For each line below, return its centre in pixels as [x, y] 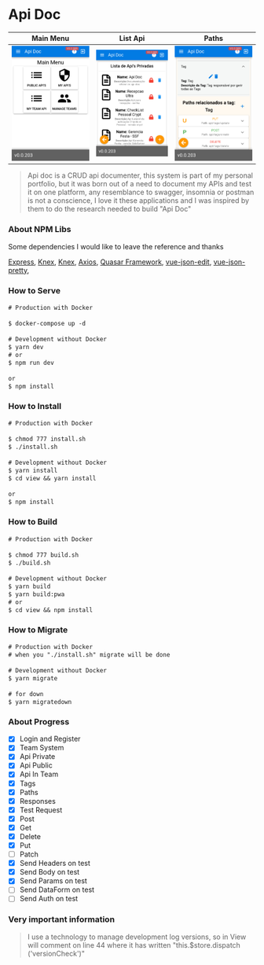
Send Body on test [49, 872]
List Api [132, 39]
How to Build [33, 522]
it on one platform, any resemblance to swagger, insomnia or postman [141, 192]
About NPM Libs [40, 230]
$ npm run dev [31, 363]
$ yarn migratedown [40, 702]
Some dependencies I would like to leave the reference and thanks [116, 246]
